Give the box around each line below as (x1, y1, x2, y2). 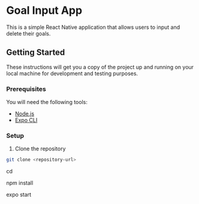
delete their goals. (6, 29, 51, 37)
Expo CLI (14, 117, 38, 124)
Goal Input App (6, 4, 83, 17)
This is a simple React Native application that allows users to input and (6, 23, 180, 31)
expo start (6, 191, 32, 199)
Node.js (14, 110, 35, 117)
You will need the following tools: (6, 99, 88, 106)
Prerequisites (6, 85, 46, 93)
